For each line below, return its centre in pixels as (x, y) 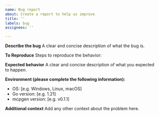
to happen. (16, 70)
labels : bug (17, 23)
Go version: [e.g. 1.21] (34, 94)
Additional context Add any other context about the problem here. (72, 109)
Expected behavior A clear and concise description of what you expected (80, 65)
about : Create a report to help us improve (50, 14)
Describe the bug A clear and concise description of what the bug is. (75, 46)
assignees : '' (20, 28)
